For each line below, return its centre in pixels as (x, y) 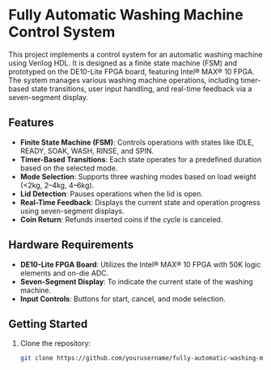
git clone (37, 358)
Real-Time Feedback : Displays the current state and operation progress (140, 202)
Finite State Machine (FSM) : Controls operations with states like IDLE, (137, 142)
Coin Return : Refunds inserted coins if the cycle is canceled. (121, 219)
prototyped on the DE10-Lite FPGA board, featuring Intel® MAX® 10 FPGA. (131, 71)
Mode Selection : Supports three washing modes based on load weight (138, 176)
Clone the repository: (55, 343)
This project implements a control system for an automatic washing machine (135, 54)
